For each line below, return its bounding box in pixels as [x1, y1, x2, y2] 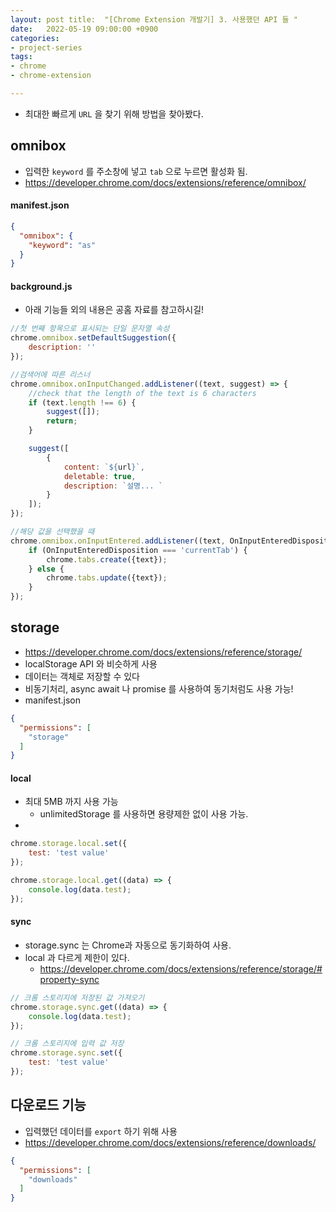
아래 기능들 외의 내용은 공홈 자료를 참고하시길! [24, 304, 205, 316]
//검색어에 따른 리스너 [10, 369, 91, 380]
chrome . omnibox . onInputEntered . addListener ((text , [10, 536, 226, 546]
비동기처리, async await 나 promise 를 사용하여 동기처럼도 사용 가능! [24, 682, 294, 695]
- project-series [10, 42, 83, 53]
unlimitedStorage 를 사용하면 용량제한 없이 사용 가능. [39, 808, 249, 820]
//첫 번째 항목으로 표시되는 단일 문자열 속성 [10, 324, 170, 334]
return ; [46, 416, 78, 426]
